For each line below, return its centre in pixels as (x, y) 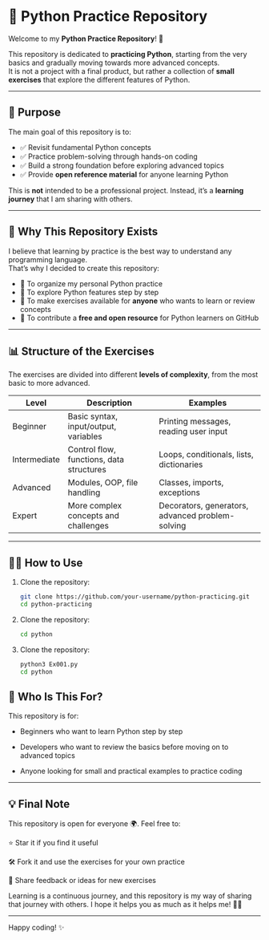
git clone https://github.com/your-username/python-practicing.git (134, 597)
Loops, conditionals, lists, (206, 455)
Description (110, 403)
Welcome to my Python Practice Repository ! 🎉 (86, 38)
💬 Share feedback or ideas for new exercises (82, 881)
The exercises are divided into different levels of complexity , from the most (133, 375)
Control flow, (92, 450)
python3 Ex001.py (49, 664)
